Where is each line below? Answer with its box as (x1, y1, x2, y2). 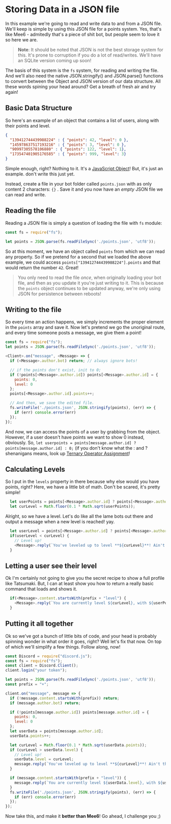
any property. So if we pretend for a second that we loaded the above (5, 253, 152, 260)
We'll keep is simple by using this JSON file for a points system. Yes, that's (5, 25, 162, 32)
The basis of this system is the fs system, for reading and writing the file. (5, 67, 159, 73)
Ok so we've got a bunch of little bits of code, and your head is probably (5, 633, 157, 639)
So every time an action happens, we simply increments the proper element (5, 319, 164, 325)
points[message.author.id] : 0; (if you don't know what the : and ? (5, 445, 148, 451)
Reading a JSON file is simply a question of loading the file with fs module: (5, 220, 162, 226)
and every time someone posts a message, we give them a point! (5, 330, 141, 336)
